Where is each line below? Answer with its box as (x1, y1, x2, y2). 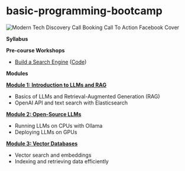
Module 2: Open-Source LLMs (6, 110, 82, 118)
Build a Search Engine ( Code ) (14, 58, 87, 65)
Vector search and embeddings (14, 151, 92, 159)
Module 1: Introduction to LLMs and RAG (6, 81, 107, 88)
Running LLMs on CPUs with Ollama (14, 122, 103, 129)
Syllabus (6, 35, 28, 42)
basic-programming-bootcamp (6, 4, 163, 18)
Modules (6, 69, 28, 77)
